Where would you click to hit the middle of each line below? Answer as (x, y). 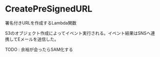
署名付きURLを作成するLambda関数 (41, 23)
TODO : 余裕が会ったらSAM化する (39, 49)
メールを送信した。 (39, 39)
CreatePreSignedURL (49, 9)
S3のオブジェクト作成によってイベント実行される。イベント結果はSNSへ (78, 33)
